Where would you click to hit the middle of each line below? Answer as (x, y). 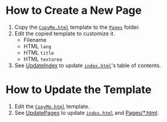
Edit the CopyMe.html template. (52, 106)
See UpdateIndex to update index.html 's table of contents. (88, 65)
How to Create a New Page (74, 11)
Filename (35, 40)
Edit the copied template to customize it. (65, 33)
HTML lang (38, 46)
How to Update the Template (79, 90)
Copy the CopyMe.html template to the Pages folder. (77, 27)
